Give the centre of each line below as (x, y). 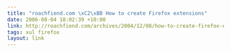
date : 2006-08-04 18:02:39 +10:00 (57, 20)
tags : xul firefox (33, 32)
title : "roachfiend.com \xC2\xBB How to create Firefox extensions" (107, 13)
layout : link (26, 38)
